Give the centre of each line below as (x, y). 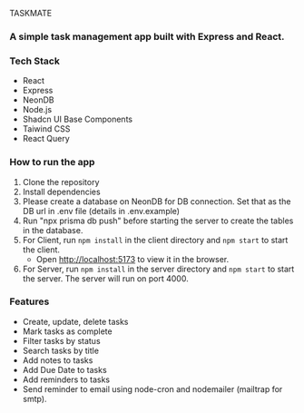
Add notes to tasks (58, 360)
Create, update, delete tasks (75, 321)
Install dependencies (62, 192)
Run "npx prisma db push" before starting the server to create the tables (158, 221)
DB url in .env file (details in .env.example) (101, 211)
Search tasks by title (61, 350)
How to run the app (52, 162)
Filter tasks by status (62, 340)
